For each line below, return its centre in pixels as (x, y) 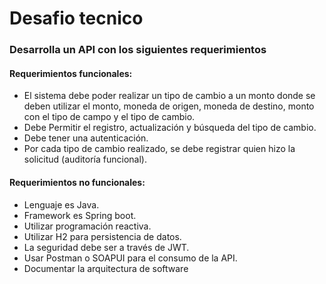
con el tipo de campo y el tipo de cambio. (109, 117)
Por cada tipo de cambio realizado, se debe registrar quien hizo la (159, 149)
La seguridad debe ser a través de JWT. (106, 247)
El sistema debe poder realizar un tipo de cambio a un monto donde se (169, 96)
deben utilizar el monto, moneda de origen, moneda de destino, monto (169, 106)
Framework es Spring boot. (80, 215)
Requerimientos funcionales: (71, 73)
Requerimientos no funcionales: (77, 182)
